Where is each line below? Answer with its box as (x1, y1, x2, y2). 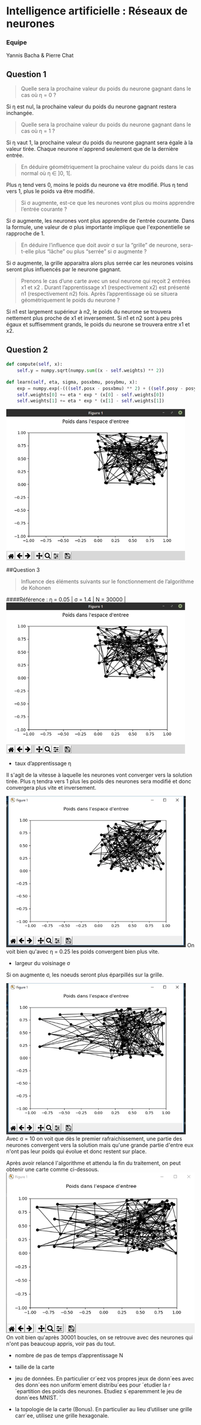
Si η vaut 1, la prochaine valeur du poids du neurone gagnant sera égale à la (6, 139, 193, 146)
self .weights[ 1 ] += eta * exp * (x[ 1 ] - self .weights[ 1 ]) (17, 398, 165, 404)
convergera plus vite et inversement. (6, 784, 97, 792)
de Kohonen (20, 584, 51, 592)
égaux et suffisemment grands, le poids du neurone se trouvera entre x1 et (6, 321, 190, 328)
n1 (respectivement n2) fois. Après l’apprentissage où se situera (20, 290, 178, 298)
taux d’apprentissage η (14, 760, 72, 767)
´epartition (14, 1388, 41, 1395)
